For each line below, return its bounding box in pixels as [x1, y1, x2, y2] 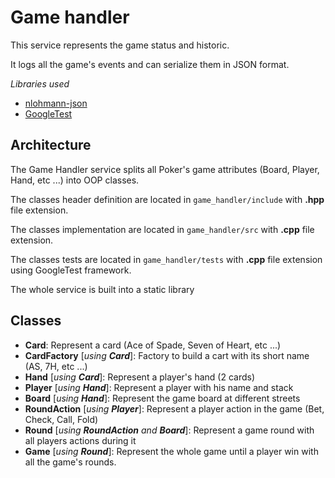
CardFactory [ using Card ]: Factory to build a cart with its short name [24, 349, 310, 361]
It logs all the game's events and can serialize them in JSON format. [10, 58, 290, 70]
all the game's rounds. [24, 456, 117, 468]
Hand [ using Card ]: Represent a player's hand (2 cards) [24, 371, 255, 383]
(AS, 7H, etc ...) [24, 360, 88, 372]
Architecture [10, 137, 92, 154]
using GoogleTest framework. [10, 264, 132, 276]
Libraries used [10, 77, 70, 90]
